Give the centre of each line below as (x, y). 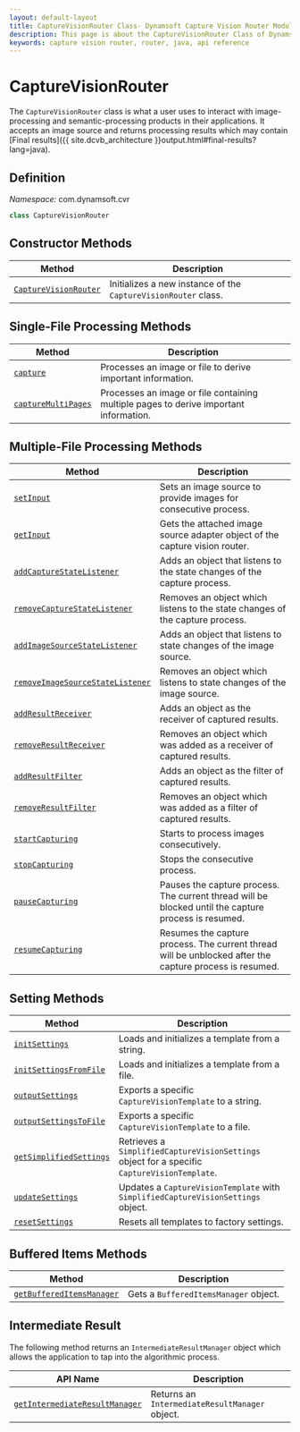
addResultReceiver (53, 714)
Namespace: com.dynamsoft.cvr (70, 199)
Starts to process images (212, 834)
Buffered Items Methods (78, 1254)
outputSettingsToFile (59, 1122)
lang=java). (30, 149)
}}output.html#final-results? (206, 140)
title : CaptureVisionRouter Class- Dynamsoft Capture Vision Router (139, 26)
